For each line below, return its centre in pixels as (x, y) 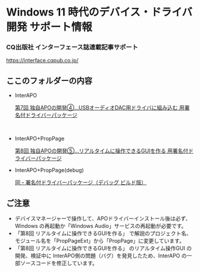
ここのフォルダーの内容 (49, 81)
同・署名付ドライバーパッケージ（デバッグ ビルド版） (81, 183)
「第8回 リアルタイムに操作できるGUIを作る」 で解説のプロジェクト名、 (103, 233)
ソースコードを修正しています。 (59, 263)
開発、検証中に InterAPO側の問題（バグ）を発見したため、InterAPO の (101, 256)
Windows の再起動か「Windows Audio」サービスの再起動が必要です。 (101, 226)
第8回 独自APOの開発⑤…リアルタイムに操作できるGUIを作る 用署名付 (101, 151)
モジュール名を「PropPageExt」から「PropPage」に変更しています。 (99, 241)
